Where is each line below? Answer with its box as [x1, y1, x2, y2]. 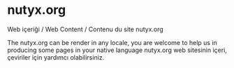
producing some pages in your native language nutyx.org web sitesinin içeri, [7, 46, 227, 54]
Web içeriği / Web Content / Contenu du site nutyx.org [7, 25, 164, 33]
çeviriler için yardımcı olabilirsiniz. [7, 53, 105, 61]
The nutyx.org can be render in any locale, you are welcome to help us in [7, 38, 218, 46]
